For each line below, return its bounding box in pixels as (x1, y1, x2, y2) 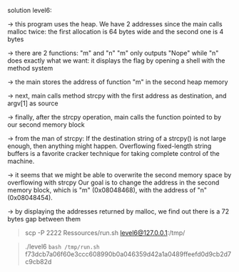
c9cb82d (24, 258, 52, 266)
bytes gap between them (7, 215, 81, 223)
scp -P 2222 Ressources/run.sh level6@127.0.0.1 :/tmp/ (24, 229, 185, 237)
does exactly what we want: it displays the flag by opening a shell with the (7, 56, 225, 65)
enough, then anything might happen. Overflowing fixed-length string (7, 142, 212, 150)
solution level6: (7, 6, 52, 14)
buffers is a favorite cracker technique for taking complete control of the (7, 150, 220, 157)
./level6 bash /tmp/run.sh (24, 242, 100, 251)
